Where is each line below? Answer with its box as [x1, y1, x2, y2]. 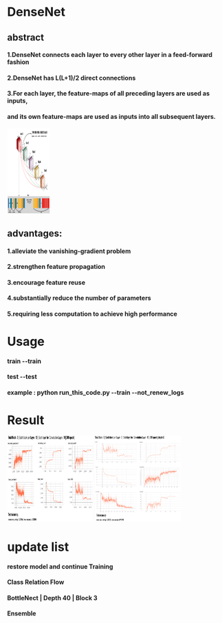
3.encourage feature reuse [7, 278, 86, 286]
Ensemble [7, 609, 36, 617]
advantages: [7, 228, 63, 239]
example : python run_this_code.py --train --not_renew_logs [7, 388, 184, 396]
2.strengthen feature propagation [7, 263, 105, 271]
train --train [7, 357, 41, 365]
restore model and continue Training [7, 562, 113, 571]
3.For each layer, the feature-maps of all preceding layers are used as [7, 89, 210, 98]
